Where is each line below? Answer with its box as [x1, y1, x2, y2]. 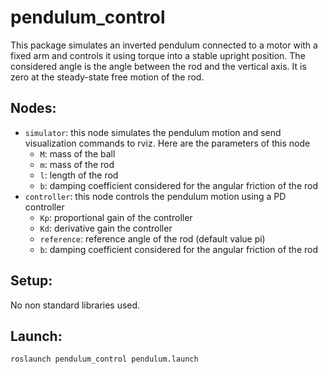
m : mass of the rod [39, 158, 115, 170]
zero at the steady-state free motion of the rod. [10, 71, 205, 83]
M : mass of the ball [39, 147, 116, 160]
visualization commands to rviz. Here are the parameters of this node [24, 137, 311, 149]
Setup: [10, 272, 53, 290]
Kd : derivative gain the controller [39, 222, 173, 234]
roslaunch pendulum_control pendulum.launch [10, 354, 199, 365]
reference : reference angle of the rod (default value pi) [39, 232, 266, 245]
